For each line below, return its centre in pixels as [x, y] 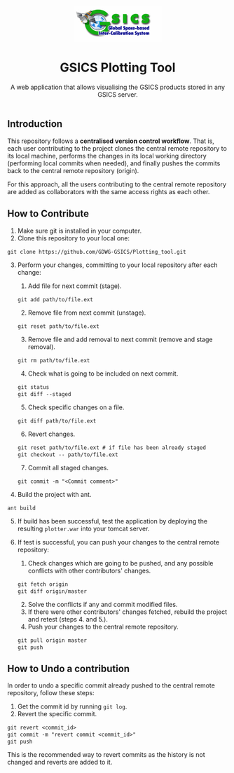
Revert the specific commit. [57, 714]
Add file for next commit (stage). [75, 286]
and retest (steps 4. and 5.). [68, 619]
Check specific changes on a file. [76, 407]
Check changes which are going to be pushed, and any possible [121, 563]
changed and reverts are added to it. [60, 762]
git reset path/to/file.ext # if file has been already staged [112, 447]
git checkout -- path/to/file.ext [68, 454]
